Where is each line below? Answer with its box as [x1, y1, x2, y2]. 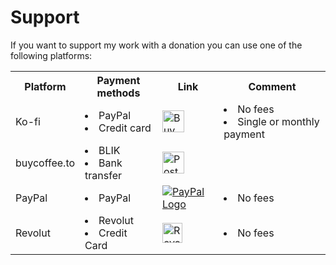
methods [96, 86, 141, 100]
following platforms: [10, 49, 93, 61]
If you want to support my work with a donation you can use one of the [10, 39, 303, 51]
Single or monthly [237, 114, 320, 128]
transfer [84, 168, 122, 182]
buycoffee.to [15, 156, 76, 170]
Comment [248, 79, 297, 93]
